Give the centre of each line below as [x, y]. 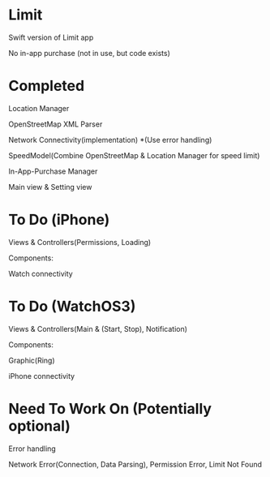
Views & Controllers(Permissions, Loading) [80, 242]
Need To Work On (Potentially [110, 408]
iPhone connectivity [42, 376]
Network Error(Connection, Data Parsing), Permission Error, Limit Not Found [135, 464]
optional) [40, 425]
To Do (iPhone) [59, 220]
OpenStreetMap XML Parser [56, 124]
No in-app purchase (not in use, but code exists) [89, 53]
